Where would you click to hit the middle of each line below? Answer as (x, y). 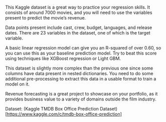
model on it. (18, 84)
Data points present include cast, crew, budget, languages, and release (79, 27)
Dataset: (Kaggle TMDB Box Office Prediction (52, 109)
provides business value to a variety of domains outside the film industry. (81, 99)
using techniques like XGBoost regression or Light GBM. (63, 58)
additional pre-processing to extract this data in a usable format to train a (81, 79)
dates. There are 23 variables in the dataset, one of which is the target (78, 33)
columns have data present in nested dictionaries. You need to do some (79, 73)
